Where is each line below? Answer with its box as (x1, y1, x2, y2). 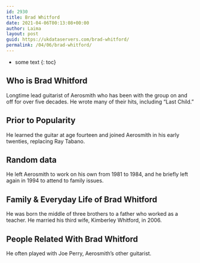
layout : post (6, 31, 39, 37)
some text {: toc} (14, 58, 57, 66)
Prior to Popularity (6, 115, 76, 126)
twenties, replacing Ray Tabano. (6, 137, 85, 145)
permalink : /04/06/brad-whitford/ (6, 42, 93, 48)
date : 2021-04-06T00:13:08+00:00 (6, 20, 90, 26)
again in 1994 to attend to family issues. (6, 177, 104, 184)
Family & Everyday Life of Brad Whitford (6, 194, 158, 204)
